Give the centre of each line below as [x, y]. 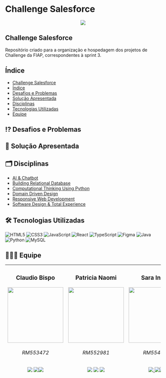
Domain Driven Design [35, 194]
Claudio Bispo [36, 278]
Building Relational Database [41, 183]
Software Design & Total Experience [49, 204]
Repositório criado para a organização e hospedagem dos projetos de [76, 50]
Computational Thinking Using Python [51, 189]
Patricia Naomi [96, 278]
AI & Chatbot [25, 178]
